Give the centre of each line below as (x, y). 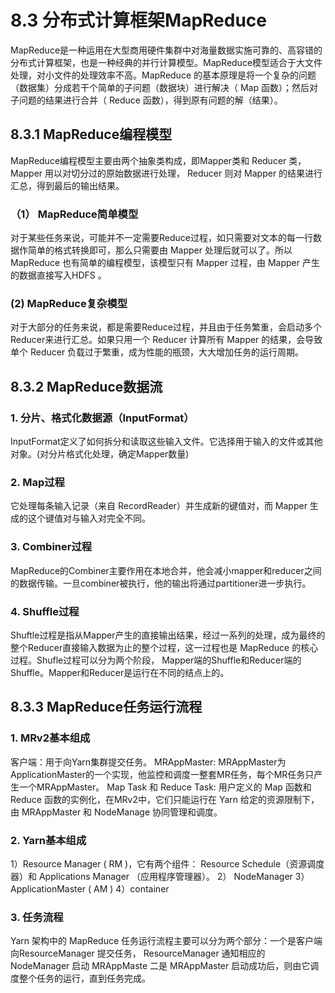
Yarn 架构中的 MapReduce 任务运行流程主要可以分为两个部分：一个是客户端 (166, 941)
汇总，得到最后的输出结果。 (67, 185)
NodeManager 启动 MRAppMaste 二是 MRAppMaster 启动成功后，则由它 (160, 966)
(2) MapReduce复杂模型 (69, 303)
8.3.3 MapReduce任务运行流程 (106, 707)
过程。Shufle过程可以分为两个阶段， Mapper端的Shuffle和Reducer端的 (156, 660)
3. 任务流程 (37, 917)
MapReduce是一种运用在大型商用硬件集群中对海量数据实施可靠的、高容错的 (166, 50)
